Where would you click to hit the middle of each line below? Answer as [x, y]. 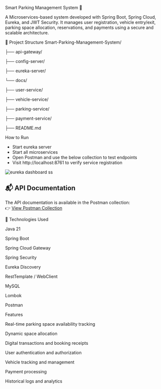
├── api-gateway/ [24, 52]
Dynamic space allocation [31, 333]
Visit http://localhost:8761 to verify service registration [67, 163]
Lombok [14, 295]
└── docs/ [16, 80]
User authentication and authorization [44, 352]
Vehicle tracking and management [40, 362]
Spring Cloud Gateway [28, 248]
